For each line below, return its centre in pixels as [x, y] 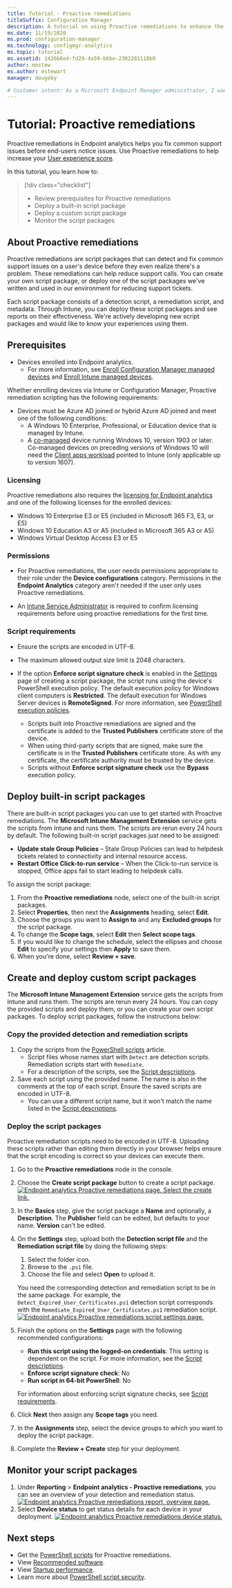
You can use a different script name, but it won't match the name [119, 1101]
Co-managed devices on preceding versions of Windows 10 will [118, 447]
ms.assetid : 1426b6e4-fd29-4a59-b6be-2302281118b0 [81, 59]
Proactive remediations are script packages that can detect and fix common [115, 259]
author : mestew [29, 65]
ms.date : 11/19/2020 [37, 33]
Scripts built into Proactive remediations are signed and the [112, 724]
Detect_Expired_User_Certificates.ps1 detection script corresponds [115, 1302]
